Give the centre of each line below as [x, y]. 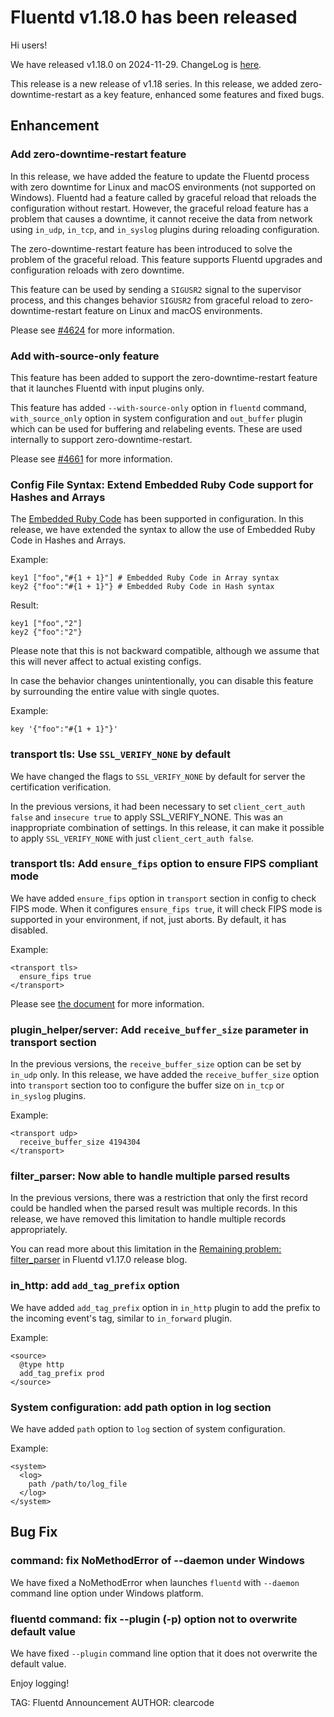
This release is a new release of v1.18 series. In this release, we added [154, 83]
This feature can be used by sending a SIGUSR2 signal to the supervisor [156, 289]
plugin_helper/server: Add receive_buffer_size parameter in [159, 1029]
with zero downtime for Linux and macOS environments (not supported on [163, 187]
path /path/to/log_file [78, 1484]
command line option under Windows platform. [107, 1593]
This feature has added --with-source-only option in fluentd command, [158, 407]
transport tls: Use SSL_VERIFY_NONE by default [120, 754]
